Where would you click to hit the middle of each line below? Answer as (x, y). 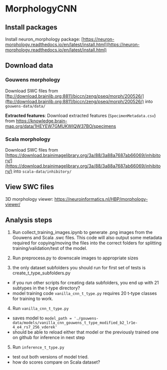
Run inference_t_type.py (38, 347)
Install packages (31, 27)
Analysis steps (29, 220)
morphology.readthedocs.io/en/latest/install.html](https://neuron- (73, 45)
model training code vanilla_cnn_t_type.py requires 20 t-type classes (84, 293)
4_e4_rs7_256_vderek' (35, 327)
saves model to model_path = (42, 318)
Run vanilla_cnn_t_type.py (40, 308)
